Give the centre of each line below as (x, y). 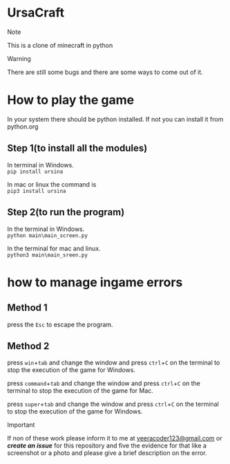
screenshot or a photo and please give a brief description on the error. (107, 453)
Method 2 (28, 346)
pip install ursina (35, 171)
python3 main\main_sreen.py (48, 255)
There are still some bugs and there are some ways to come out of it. (105, 72)
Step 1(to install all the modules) (77, 148)
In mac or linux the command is (52, 184)
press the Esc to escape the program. (60, 324)
